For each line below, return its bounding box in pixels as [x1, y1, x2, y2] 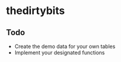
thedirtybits [6, 4, 65, 18]
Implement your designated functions [14, 49, 105, 56]
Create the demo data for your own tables [14, 43, 116, 50]
